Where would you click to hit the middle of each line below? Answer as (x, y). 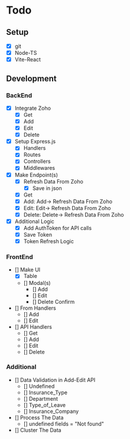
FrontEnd (20, 257)
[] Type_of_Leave (45, 405)
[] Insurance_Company (51, 411)
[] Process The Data (39, 417)
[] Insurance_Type (45, 392)
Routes (32, 155)
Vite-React (28, 60)
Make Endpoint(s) (36, 175)
